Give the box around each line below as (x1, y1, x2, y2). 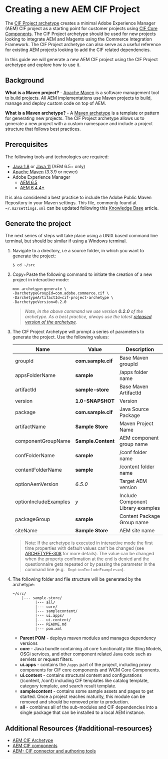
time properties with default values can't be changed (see (24, 545, 144, 551)
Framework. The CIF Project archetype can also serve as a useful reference (5, 41, 161, 47)
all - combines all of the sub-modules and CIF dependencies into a (19, 704, 157, 710)
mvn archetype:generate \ (12, 286, 66, 291)
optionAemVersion (14, 481, 58, 488)
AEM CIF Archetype (12, 737, 53, 743)
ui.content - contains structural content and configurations (19, 672, 142, 678)
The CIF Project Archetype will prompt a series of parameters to (12, 329, 144, 335)
